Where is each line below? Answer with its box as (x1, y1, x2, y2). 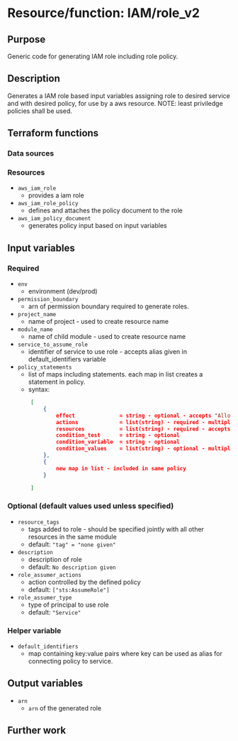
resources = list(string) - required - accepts (55, 425, 231, 433)
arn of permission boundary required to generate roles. (28, 302, 189, 310)
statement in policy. (28, 378, 86, 386)
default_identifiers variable (28, 355, 106, 364)
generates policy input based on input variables (28, 222, 168, 230)
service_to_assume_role (17, 341, 89, 349)
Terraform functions (7, 127, 99, 139)
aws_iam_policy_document (17, 215, 91, 222)
